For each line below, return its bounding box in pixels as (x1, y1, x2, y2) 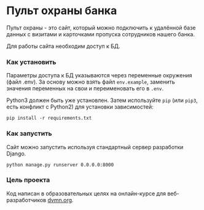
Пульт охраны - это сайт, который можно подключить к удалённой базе (6, 24, 196, 31)
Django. (6, 150, 26, 157)
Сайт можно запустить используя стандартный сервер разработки (6, 143, 184, 150)
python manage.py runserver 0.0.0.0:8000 (6, 161, 114, 168)
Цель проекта (6, 176, 50, 184)
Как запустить (6, 130, 52, 138)
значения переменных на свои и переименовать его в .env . (6, 85, 164, 92)
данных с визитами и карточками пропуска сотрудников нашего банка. (6, 30, 195, 37)
